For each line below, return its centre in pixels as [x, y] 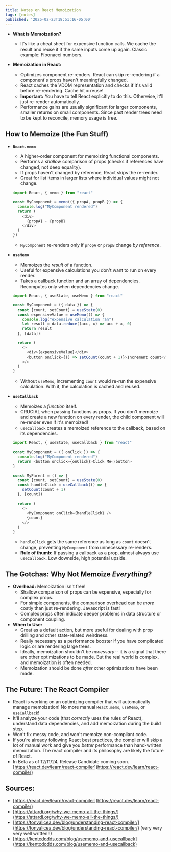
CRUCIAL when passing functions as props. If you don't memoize [89, 412]
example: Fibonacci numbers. [51, 55]
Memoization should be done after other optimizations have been [89, 668]
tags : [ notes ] [20, 15]
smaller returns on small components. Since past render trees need [91, 112]
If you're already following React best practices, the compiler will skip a [88, 740]
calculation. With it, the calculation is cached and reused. [80, 387]
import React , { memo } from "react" [53, 193]
